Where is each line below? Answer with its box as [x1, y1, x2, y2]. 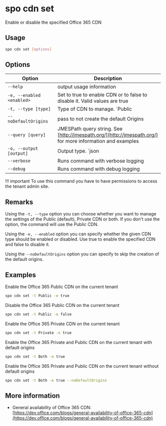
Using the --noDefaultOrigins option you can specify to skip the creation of [5, 251, 160, 257]
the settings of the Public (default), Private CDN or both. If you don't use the [5, 216, 160, 222]
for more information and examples [57, 138, 139, 145]
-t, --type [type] [7, 106, 51, 112]
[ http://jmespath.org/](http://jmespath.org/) [57, 131, 158, 138]
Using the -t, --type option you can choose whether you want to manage [5, 211, 157, 217]
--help [7, 84, 23, 89]
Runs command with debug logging [57, 166, 140, 172]
